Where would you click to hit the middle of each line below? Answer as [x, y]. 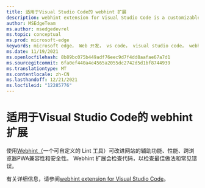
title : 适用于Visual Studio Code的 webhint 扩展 [67, 12]
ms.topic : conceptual [34, 35]
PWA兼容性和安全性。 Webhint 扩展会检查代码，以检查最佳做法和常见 [104, 158]
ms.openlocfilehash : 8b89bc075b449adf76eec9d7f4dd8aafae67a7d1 [88, 57]
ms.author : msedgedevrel [38, 29]
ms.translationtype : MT [37, 68]
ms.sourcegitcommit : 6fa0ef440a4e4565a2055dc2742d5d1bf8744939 [88, 63]
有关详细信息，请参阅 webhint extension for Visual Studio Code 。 [88, 179]
